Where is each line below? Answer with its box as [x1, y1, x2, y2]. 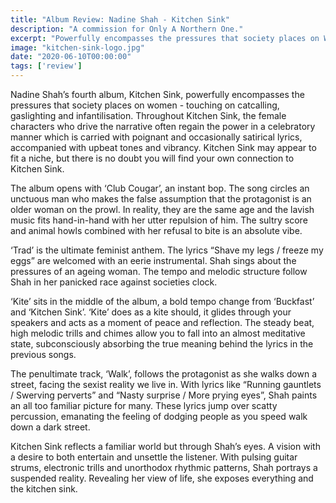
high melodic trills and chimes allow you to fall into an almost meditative [10, 327, 306, 339]
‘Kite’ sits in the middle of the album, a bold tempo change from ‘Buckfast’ [10, 296, 315, 307]
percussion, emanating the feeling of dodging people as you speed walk [10, 411, 308, 422]
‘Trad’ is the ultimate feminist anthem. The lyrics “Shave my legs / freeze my [10, 244, 324, 256]
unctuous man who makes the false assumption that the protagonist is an [10, 193, 312, 205]
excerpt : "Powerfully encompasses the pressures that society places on [10, 33, 320, 43]
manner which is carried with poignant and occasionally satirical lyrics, [10, 131, 303, 143]
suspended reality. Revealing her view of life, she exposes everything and [10, 472, 314, 484]
